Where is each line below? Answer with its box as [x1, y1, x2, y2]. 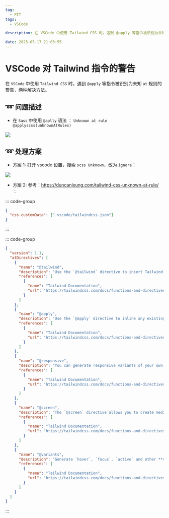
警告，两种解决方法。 [5, 87, 49, 93]
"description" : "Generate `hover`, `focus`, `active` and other [18, 457, 156, 462]
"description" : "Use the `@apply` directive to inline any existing [18, 316, 165, 321]
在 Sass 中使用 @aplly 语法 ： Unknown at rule [12, 117, 108, 123]
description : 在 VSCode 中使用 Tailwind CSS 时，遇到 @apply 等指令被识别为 [5, 31, 158, 36]
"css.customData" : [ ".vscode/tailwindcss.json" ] [10, 213, 114, 218]
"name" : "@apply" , [18, 311, 57, 316]
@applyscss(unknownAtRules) [12, 123, 71, 128]
